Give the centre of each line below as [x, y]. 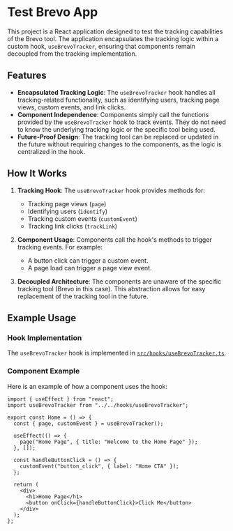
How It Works [37, 174]
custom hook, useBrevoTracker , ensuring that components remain [101, 46]
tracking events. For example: [60, 247]
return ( [26, 484]
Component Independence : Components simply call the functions [113, 114]
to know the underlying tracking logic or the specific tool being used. [116, 129]
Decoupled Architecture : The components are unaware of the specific [119, 281]
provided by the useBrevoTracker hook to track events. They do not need [122, 122]
